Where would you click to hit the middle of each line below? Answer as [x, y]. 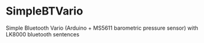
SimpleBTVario [45, 11]
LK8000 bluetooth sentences [43, 34]
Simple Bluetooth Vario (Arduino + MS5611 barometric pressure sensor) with [102, 28]
